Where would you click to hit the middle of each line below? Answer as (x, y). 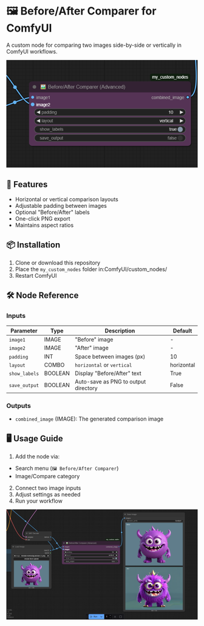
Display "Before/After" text (108, 373)
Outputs (19, 405)
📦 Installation (33, 245)
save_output (24, 385)
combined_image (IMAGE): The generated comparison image (89, 419)
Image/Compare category (47, 476)
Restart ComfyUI (36, 275)
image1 (17, 340)
